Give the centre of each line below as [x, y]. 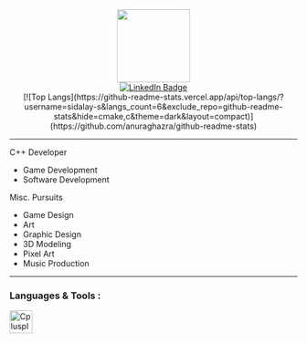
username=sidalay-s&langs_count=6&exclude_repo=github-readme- [153, 107]
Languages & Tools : [55, 296]
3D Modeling [47, 244]
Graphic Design [52, 234]
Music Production [56, 263]
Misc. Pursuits [36, 197]
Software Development [66, 180]
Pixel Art [38, 254]
